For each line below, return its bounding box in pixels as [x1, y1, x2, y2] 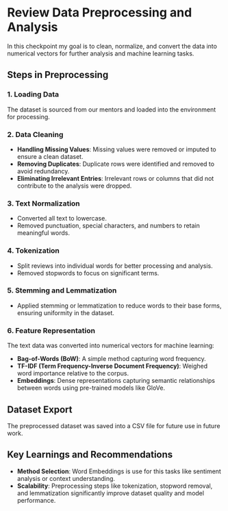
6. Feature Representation [7, 325, 96, 335]
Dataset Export [7, 403, 73, 415]
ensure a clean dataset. [16, 152, 84, 160]
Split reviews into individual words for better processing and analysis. [16, 262, 214, 270]
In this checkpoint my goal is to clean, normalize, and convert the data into [7, 42, 218, 50]
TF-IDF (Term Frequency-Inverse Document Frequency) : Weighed [16, 362, 208, 371]
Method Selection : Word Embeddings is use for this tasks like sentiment [16, 467, 221, 475]
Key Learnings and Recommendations [7, 449, 173, 460]
